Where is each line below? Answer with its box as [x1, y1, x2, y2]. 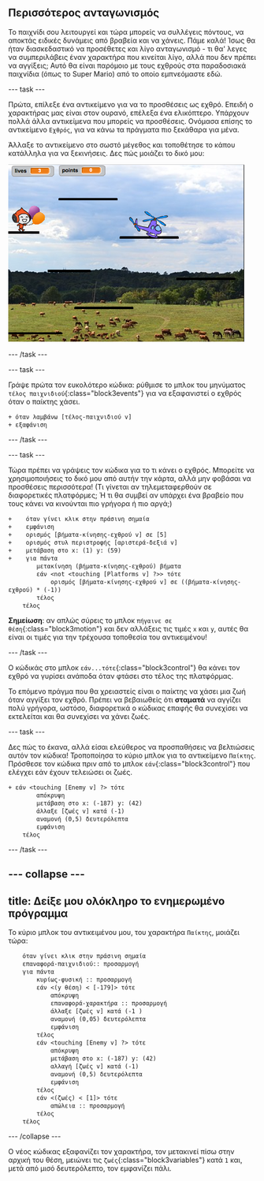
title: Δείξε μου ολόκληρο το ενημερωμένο [8, 894, 225, 907]
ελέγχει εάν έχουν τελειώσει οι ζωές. [8, 767, 132, 777]
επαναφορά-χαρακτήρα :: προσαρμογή [50, 1000, 168, 1008]
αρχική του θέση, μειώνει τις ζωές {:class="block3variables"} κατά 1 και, [8, 1155, 243, 1165]
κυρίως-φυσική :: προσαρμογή [36, 976, 132, 984]
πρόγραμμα [8, 907, 69, 920]
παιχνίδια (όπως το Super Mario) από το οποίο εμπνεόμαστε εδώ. [8, 69, 223, 78]
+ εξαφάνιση [8, 421, 47, 429]
